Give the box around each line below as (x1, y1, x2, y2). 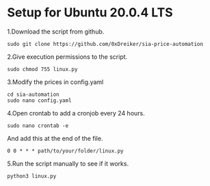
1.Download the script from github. (7, 27, 105, 36)
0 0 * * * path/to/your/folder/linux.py (7, 147, 124, 155)
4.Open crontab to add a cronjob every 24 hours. (7, 109, 145, 117)
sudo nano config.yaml (7, 97, 72, 104)
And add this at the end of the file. (7, 134, 103, 142)
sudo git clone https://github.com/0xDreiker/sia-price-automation (7, 40, 204, 47)
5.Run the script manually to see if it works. (7, 159, 129, 168)
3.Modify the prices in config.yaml (7, 77, 104, 86)
